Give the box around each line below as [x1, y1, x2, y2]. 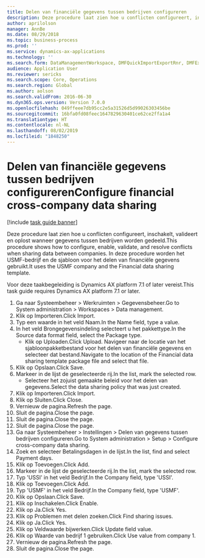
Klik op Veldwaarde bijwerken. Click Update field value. [15, 525, 153, 532]
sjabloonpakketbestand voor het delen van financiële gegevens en [24, 344, 192, 352]
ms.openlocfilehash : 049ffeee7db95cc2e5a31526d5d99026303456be [7, 105, 171, 111]
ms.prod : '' [7, 43, 37, 49]
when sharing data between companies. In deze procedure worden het [7, 249, 185, 257]
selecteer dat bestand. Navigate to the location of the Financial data [24, 350, 193, 358]
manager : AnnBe [7, 26, 46, 32]
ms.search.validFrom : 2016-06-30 [7, 94, 92, 100]
